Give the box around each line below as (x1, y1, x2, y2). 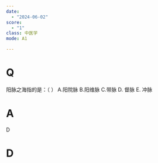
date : (6, 8, 19, 15)
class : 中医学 (6, 30, 38, 36)
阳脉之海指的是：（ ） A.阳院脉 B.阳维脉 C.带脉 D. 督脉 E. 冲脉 (6, 86, 153, 93)
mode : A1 (6, 36, 28, 41)
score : (6, 19, 22, 25)
